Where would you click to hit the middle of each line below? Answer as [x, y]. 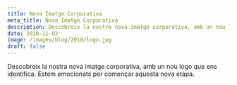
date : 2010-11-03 [33, 33]
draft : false [26, 46]
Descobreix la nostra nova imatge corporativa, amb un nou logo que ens [112, 66]
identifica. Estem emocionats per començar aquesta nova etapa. [101, 74]
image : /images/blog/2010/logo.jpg [60, 40]
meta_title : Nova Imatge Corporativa [63, 20]
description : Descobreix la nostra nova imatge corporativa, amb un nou [116, 27]
